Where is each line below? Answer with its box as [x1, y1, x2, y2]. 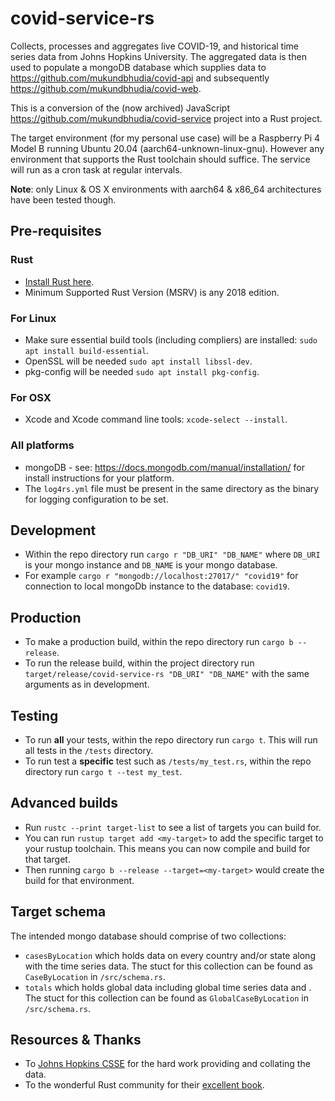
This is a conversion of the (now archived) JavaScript [10, 102, 230, 114]
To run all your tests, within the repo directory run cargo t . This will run [24, 733, 318, 746]
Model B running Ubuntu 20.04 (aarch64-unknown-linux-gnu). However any [10, 142, 325, 154]
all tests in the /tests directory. [24, 744, 154, 756]
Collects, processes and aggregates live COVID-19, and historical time [10, 40, 300, 52]
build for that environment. [24, 874, 135, 886]
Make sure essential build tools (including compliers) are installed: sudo [24, 333, 318, 346]
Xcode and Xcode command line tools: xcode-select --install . [24, 413, 288, 426]
